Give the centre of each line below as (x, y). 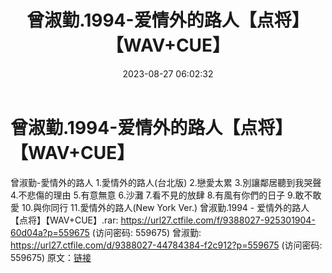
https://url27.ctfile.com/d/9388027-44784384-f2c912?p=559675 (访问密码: (166, 245)
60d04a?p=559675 (50, 232)
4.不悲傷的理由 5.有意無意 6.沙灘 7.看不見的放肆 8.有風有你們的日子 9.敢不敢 (166, 195)
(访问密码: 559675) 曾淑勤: (146, 232)
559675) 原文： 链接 (51, 257)
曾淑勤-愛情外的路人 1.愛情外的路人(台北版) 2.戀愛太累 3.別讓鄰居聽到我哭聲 (166, 182)
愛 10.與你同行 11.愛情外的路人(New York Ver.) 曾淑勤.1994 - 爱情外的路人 (160, 207)
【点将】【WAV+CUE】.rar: (64, 220)
